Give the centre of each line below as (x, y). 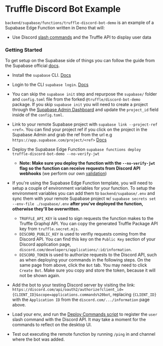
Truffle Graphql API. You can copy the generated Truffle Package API (89, 224)
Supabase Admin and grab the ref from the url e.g (62, 135)
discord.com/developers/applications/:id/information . (76, 250)
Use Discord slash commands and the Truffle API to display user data (82, 37)
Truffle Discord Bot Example (63, 9)
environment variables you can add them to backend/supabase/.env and (83, 194)
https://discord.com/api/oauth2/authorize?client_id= (68, 290)
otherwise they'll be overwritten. (46, 209)
